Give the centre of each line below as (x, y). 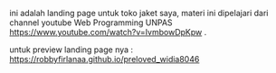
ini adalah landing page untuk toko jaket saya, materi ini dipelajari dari (139, 13)
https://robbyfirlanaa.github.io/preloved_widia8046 (105, 59)
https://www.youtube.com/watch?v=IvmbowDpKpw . (108, 32)
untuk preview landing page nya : (71, 50)
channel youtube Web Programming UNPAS (91, 23)
